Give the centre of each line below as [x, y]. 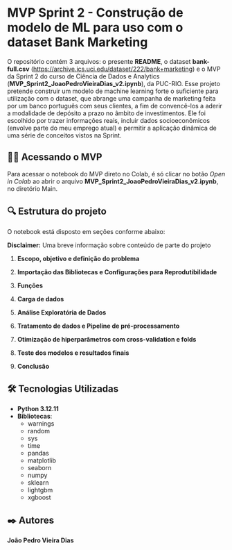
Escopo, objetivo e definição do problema [78, 258]
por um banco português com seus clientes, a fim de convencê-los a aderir [115, 106]
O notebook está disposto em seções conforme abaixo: [86, 231]
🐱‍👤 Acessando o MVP [55, 157]
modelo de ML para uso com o [95, 27]
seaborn [39, 468]
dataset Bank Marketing [78, 42]
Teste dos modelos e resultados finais [73, 353]
